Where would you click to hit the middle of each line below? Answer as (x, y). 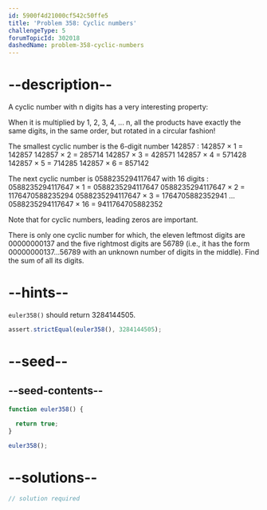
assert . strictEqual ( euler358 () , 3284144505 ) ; (85, 330)
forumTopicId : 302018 (44, 38)
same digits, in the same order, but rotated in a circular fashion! (112, 131)
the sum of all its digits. (46, 261)
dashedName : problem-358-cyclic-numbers (77, 45)
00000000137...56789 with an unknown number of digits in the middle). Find (134, 252)
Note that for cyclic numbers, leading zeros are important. (103, 219)
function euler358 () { (46, 409)
